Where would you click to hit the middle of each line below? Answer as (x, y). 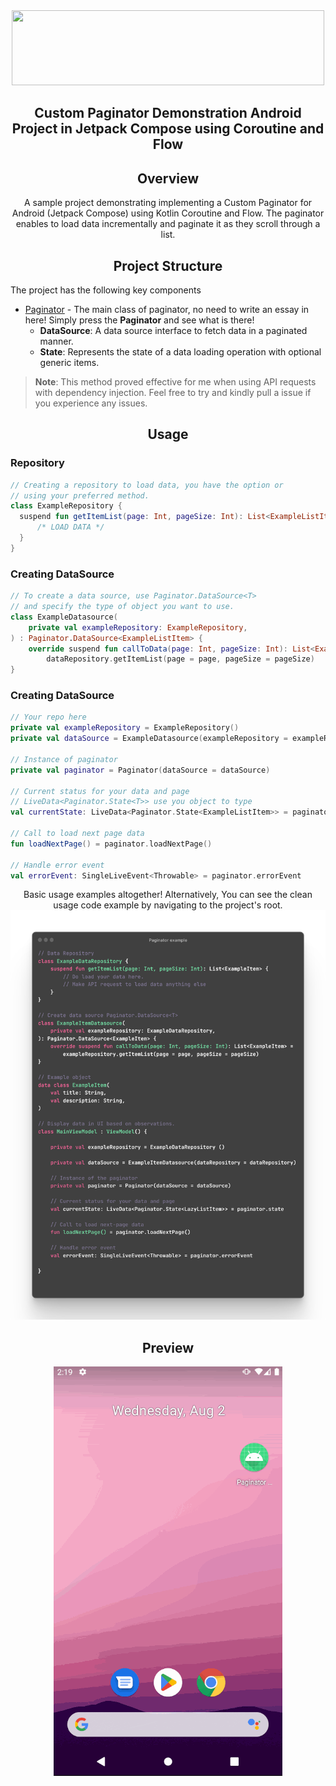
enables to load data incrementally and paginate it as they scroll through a (168, 224)
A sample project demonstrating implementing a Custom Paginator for (168, 203)
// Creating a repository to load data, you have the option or (147, 485)
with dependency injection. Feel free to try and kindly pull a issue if (173, 393)
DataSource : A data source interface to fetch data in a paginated (173, 331)
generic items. (69, 363)
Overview (168, 178)
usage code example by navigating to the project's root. (168, 905)
